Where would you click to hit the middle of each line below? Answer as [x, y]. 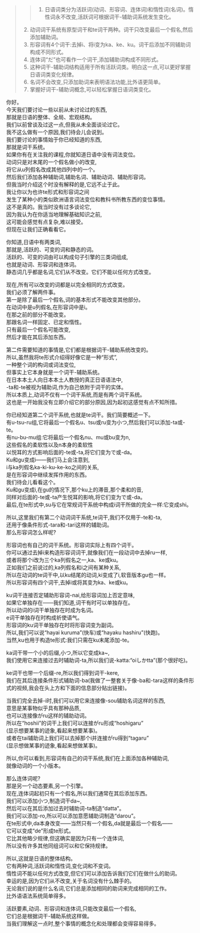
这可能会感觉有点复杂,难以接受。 [46, 222]
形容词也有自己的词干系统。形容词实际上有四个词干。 [72, 545]
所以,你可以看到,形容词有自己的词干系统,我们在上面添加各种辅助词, [88, 758]
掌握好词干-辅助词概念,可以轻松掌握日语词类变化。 [92, 89]
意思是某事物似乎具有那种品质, [44, 708]
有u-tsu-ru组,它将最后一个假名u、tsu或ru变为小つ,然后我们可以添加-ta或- [96, 422]
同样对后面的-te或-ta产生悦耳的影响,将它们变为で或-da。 [76, 497]
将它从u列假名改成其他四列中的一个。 [52, 169]
